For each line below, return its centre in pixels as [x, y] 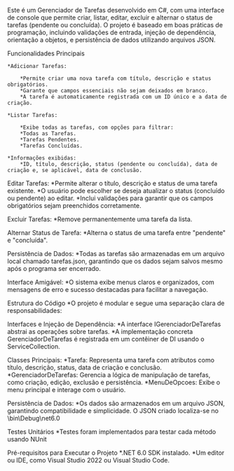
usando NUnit [27, 439]
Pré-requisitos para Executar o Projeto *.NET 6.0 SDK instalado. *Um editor [116, 453]
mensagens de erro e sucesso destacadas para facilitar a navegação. [108, 289]
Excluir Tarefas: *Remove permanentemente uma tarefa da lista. [100, 219]
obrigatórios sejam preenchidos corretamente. [74, 205]
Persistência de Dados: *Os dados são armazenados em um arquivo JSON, [116, 403]
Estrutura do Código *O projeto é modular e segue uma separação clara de [116, 303]
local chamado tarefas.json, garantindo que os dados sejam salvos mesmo [115, 261]
